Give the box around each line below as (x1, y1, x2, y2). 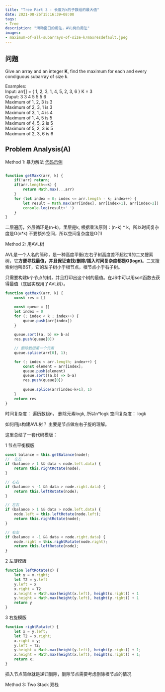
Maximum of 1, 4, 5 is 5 (5, 115, 53, 121)
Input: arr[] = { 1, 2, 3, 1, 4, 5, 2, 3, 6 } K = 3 (5, 88, 93, 94)
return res (14, 396, 37, 401)
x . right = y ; (14, 638, 41, 643)
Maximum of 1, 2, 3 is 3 (5, 99, 53, 105)
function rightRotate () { (5, 624, 59, 629)
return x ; (14, 657, 35, 662)
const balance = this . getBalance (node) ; (5, 452, 90, 457)
